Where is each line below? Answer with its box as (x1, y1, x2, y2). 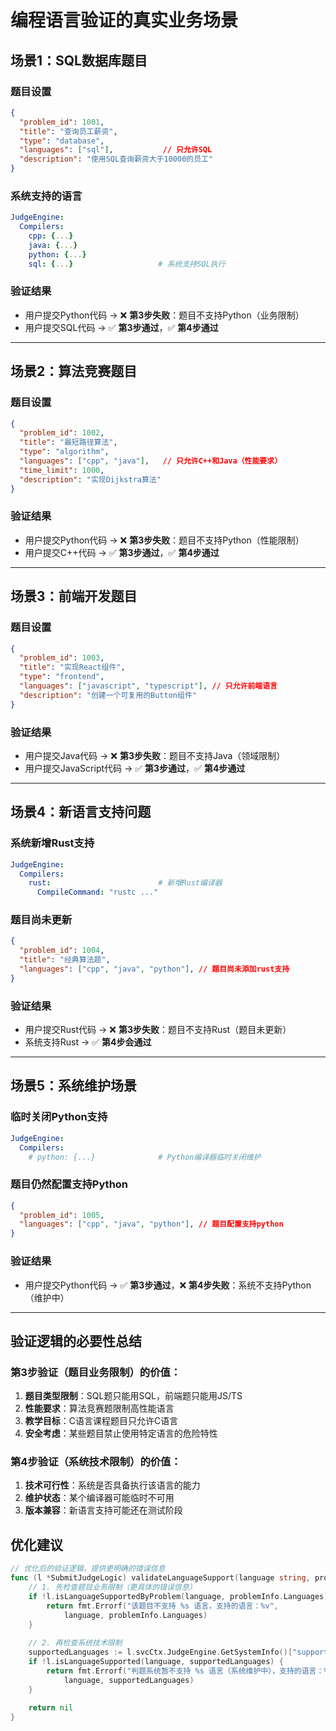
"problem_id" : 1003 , (19, 653, 105, 663)
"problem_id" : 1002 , (19, 428, 105, 438)
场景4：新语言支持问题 (10, 804, 152, 821)
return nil (28, 1703, 74, 1713)
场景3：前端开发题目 (10, 588, 138, 605)
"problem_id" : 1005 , (19, 1210, 105, 1220)
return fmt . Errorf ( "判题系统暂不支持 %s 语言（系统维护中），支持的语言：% (46, 1666, 329, 1676)
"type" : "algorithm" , (19, 447, 110, 457)
